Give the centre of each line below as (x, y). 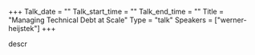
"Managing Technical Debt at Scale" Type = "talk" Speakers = (111, 20)
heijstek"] (24, 28)
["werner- (231, 20)
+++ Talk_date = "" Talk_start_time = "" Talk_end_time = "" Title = (116, 12)
